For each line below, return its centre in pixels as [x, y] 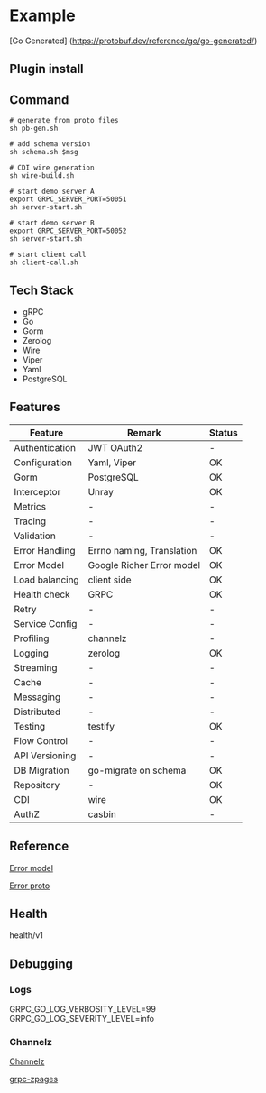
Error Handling [45, 550]
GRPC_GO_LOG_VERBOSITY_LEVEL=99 [83, 1009]
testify [101, 726]
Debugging [41, 964]
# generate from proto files [64, 121]
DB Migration [41, 770]
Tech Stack [41, 290]
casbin [102, 814]
